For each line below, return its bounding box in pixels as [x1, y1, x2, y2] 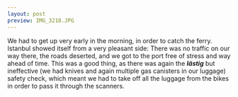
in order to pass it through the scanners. [7, 81, 125, 90]
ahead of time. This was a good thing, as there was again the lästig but [7, 59, 215, 67]
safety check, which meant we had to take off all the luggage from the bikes [7, 74, 229, 82]
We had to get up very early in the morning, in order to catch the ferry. [7, 36, 212, 45]
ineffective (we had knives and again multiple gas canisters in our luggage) [7, 67, 227, 75]
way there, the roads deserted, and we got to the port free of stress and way [7, 51, 231, 60]
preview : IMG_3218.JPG [7, 17, 74, 24]
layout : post [7, 10, 46, 18]
